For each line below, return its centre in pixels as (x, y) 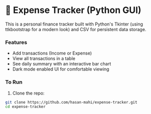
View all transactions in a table (44, 58)
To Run (14, 82)
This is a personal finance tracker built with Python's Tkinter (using (74, 24)
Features (16, 42)
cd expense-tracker (25, 107)
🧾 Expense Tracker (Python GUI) (73, 10)
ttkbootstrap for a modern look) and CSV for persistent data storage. (76, 29)
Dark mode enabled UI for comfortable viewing (61, 69)
